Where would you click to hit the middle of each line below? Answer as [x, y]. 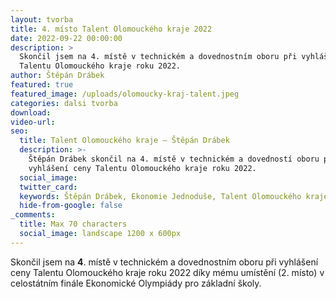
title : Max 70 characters [73, 224]
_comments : [33, 215]
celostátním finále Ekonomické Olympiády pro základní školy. [136, 283]
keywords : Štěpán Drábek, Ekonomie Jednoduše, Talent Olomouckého [160, 196]
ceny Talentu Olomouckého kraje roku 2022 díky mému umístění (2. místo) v [167, 272]
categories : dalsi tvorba [64, 103]
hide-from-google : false [71, 206]
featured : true [42, 85]
